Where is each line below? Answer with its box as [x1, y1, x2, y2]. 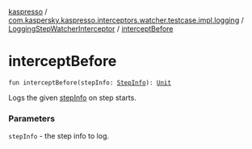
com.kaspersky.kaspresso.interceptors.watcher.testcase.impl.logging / [8, 15, 244, 25]
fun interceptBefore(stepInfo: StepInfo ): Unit [8, 78, 172, 87]
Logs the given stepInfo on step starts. [8, 93, 137, 102]
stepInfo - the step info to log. [8, 131, 110, 141]
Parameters [8, 113, 55, 124]
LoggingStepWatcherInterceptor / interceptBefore [8, 24, 174, 33]
